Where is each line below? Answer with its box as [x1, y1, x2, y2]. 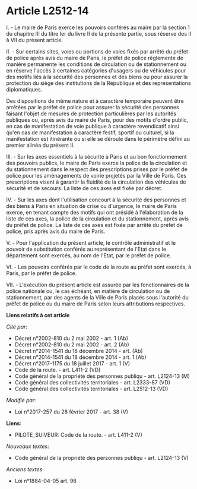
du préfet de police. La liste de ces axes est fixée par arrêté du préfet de [6, 221, 183, 228]
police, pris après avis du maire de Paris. [6, 228, 106, 235]
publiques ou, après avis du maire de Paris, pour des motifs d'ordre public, [6, 116, 189, 123]
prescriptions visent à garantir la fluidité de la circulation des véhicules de [6, 178, 186, 185]
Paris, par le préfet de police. [6, 269, 77, 277]
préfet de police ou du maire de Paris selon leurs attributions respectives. [6, 300, 186, 307]
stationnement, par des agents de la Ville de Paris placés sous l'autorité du [6, 294, 189, 301]
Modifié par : [6, 396, 37, 403]
